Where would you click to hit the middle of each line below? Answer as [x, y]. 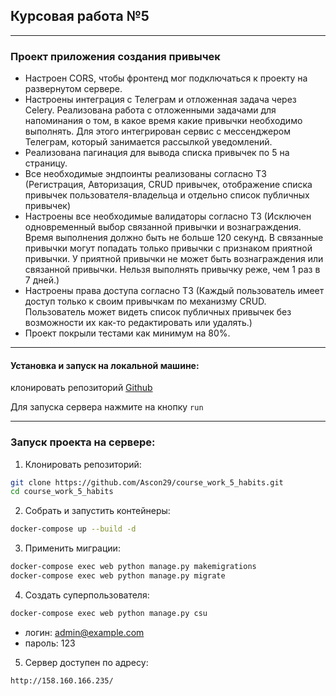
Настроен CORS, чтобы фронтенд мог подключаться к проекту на [166, 78]
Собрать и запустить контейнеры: [97, 511]
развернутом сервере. [73, 89]
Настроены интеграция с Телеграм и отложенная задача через [160, 100]
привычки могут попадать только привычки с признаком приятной [168, 248]
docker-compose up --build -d [73, 529]
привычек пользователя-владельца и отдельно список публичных [167, 195]
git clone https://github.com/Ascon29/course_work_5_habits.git [147, 482]
